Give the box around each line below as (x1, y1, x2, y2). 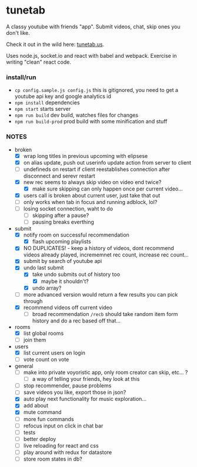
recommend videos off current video (23, 304, 113, 311)
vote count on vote (23, 356, 69, 363)
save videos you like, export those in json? (23, 389, 126, 396)
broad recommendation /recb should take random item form (32, 310, 178, 317)
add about (23, 402, 49, 409)
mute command (23, 409, 62, 416)
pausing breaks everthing (32, 219, 94, 226)
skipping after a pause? (32, 212, 89, 219)
